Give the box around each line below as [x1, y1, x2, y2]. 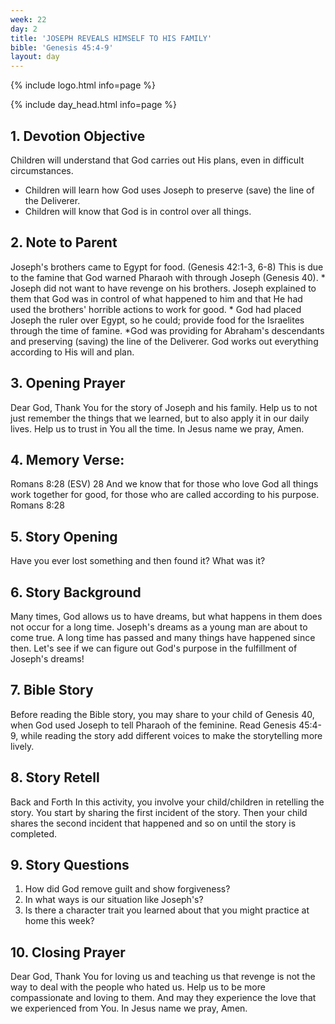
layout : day [10, 52, 60, 62]
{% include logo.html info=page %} [10, 79, 156, 91]
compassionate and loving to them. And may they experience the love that [10, 992, 317, 1004]
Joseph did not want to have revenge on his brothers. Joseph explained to [10, 282, 317, 294]
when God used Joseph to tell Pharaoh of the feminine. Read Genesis [10, 719, 297, 731]
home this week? [24, 915, 95, 927]
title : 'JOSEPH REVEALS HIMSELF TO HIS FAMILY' [10, 33, 213, 43]
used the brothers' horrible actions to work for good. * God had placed [10, 303, 302, 315]
